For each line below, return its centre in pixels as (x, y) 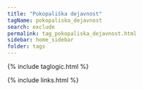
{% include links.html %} (43, 80)
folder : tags (26, 46)
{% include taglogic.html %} (48, 66)
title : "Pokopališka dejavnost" (55, 14)
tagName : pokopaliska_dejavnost (55, 20)
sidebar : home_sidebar (41, 40)
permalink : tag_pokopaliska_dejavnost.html (72, 33)
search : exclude (31, 27)
